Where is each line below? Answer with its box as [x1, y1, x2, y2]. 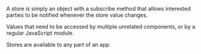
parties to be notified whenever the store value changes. [6, 11, 148, 19]
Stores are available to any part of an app [6, 41, 110, 48]
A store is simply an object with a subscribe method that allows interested [6, 5, 191, 12]
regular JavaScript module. [6, 29, 74, 37]
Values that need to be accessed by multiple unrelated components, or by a [6, 23, 196, 30]
